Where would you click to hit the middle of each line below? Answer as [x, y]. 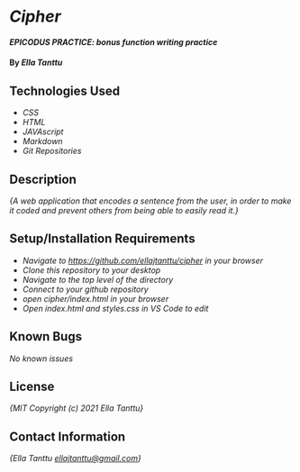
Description [43, 179]
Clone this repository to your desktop [91, 270]
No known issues [41, 359]
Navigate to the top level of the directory [98, 279]
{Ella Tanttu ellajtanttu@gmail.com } [75, 458]
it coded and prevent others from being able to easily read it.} [124, 210]
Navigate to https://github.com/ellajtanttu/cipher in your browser [143, 260]
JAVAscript [43, 132]
